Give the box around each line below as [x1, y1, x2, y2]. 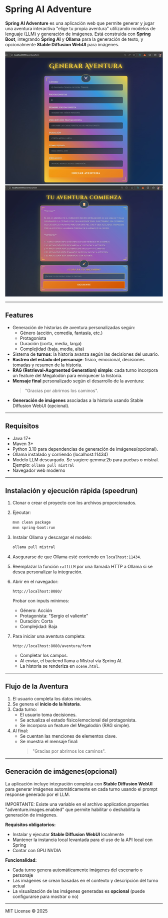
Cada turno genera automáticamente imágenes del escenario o [12, 867, 143, 873]
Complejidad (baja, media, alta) [19, 346, 84, 352]
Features [5, 311, 33, 320]
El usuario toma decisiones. [19, 711, 77, 718]
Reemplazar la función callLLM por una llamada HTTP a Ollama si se [12, 564, 153, 569]
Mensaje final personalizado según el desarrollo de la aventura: [12, 378, 144, 384]
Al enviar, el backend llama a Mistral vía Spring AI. [19, 658, 123, 664]
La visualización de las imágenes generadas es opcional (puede [12, 888, 145, 894]
